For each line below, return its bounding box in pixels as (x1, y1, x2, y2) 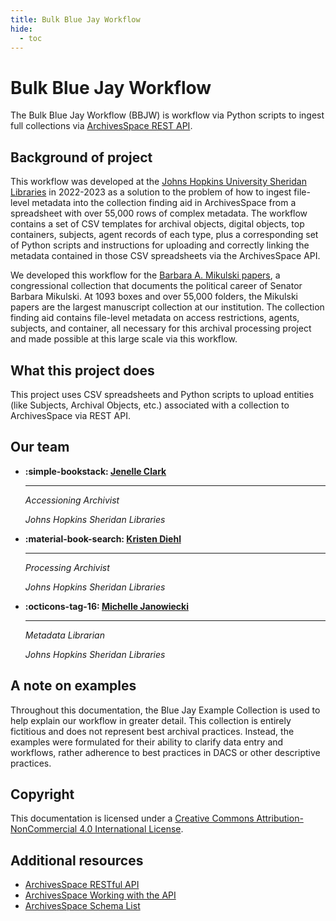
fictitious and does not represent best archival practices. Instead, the (10, 725, 295, 737)
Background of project (10, 149, 153, 166)
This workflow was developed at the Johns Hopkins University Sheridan (10, 176, 307, 188)
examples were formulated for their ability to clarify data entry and (10, 736, 284, 748)
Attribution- (256, 812, 304, 825)
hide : (10, 24, 33, 34)
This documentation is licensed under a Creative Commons (10, 812, 255, 825)
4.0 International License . (79, 823, 184, 835)
